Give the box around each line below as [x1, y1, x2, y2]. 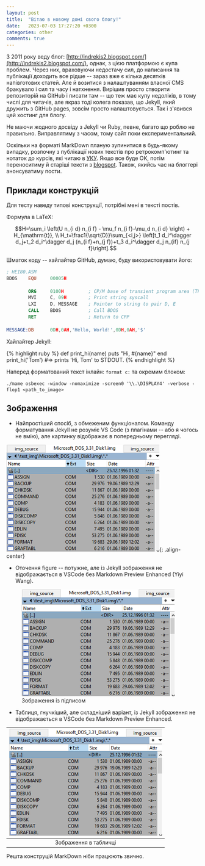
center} [6, 552, 26, 560]
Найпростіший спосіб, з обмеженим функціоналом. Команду [15, 419, 174, 427]
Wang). [15, 577, 34, 584]
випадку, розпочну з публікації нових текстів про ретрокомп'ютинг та [6, 148, 189, 156]
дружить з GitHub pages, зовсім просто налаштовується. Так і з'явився [6, 105, 192, 112]
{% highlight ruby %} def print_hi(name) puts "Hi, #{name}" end [6, 350, 167, 357]
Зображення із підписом [21, 696, 86, 704]
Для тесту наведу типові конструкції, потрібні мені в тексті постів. [6, 201, 180, 209]
